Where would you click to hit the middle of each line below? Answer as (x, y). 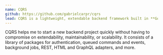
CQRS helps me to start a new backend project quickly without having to (77, 32)
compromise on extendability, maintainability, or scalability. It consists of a (79, 37)
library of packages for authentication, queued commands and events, (75, 42)
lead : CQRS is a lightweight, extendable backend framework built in (77, 18)
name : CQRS (16, 9)
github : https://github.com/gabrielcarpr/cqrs (53, 14)
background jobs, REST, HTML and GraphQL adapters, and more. (70, 48)
